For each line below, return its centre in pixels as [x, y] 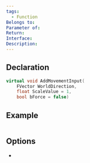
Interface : [19, 38]
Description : [22, 44]
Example [22, 115]
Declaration [28, 68]
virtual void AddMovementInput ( [45, 81]
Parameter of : [23, 28]
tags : [13, 11]
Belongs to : [20, 22]
